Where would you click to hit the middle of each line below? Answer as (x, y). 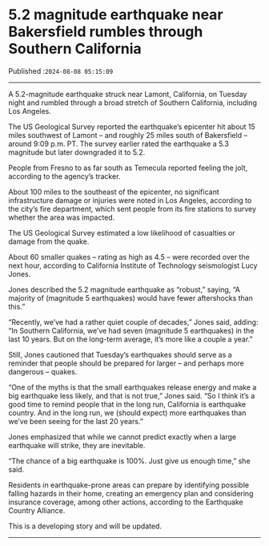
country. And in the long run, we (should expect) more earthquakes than (127, 413)
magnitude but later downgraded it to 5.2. (77, 152)
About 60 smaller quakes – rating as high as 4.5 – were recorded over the (129, 257)
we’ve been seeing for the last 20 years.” (76, 421)
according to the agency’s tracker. (64, 176)
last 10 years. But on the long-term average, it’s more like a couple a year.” (130, 339)
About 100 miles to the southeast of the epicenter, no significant (114, 192)
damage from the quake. (49, 241)
